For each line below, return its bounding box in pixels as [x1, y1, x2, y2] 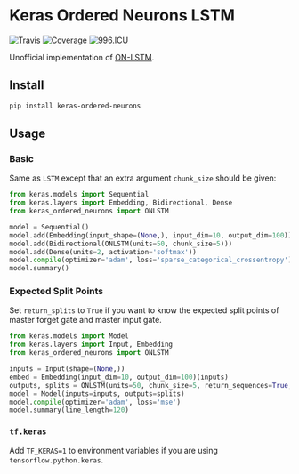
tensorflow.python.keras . [9, 454, 104, 465]
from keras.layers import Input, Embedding [9, 340, 174, 349]
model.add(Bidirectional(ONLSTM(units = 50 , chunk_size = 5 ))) [9, 239, 233, 248]
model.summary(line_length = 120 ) [9, 406, 129, 414]
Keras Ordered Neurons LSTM [9, 5, 236, 26]
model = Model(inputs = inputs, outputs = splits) [9, 389, 185, 398]
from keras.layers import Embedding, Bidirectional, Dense [9, 198, 233, 207]
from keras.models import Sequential [9, 190, 149, 199]
